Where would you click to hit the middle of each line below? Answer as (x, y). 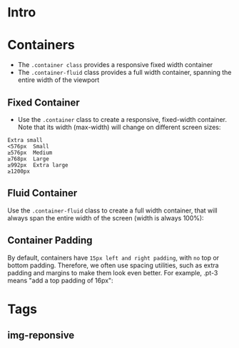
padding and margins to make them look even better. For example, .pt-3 (113, 272)
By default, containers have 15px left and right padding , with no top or (113, 257)
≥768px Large (29, 159)
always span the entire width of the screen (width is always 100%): (106, 217)
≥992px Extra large (38, 165)
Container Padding (50, 241)
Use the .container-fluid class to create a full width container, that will (112, 210)
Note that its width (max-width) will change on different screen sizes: (119, 127)
